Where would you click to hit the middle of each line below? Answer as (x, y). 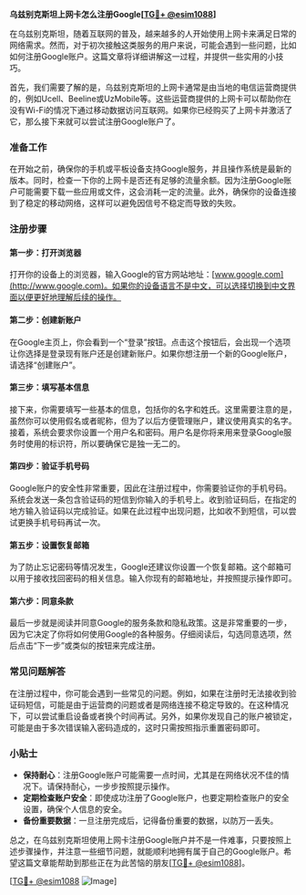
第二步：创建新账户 (46, 320)
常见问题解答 (38, 671)
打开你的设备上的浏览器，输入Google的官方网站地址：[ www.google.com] (147, 275)
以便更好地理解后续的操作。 (69, 297)
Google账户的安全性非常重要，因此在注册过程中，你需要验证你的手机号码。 (151, 488)
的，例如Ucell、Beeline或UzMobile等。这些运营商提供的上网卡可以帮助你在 (150, 99)
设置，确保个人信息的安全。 (75, 809)
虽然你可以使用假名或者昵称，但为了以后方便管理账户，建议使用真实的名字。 (153, 421)
